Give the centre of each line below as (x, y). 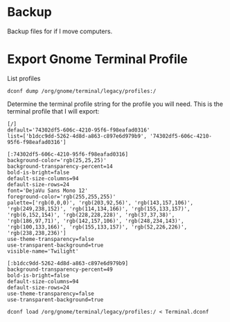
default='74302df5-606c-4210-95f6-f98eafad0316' (79, 130)
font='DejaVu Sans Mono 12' (48, 190)
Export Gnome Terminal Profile (98, 59)
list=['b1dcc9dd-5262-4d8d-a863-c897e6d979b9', (77, 136)
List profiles (24, 78)
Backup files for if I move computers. (60, 31)
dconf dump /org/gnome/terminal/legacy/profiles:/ (82, 91)
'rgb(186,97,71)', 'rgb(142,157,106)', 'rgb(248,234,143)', (96, 221)
